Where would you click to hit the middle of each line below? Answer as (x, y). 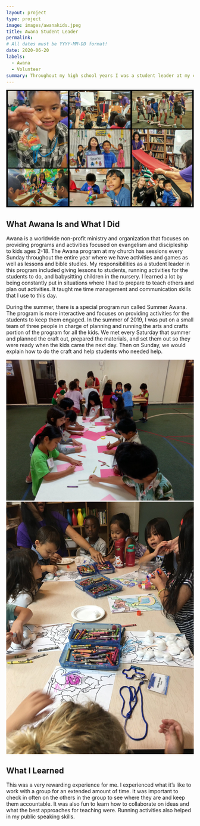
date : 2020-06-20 (28, 51)
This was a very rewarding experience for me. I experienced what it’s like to (99, 785)
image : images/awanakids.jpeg (44, 25)
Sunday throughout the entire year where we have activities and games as (97, 258)
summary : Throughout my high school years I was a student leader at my (98, 75)
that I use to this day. (32, 296)
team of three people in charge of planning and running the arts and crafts (97, 326)
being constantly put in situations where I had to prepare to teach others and (100, 283)
